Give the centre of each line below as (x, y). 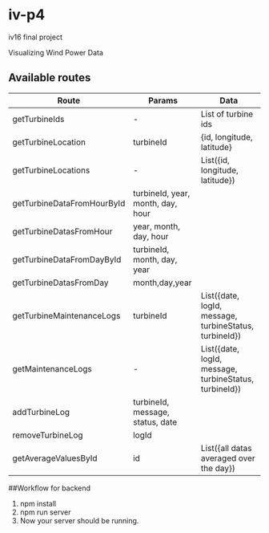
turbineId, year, (162, 193)
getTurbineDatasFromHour (62, 231)
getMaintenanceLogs (52, 368)
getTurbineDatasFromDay (61, 283)
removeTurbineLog (48, 435)
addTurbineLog (41, 412)
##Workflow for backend (49, 488)
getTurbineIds (38, 119)
